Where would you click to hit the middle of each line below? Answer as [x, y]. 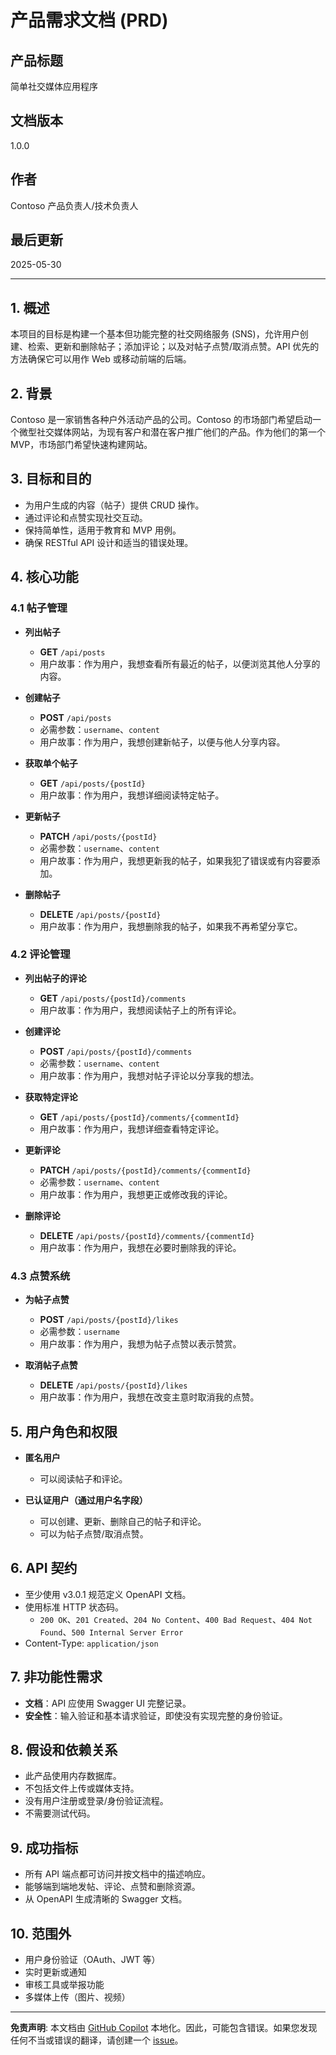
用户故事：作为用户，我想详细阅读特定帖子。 [132, 795]
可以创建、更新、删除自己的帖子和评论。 [123, 1521]
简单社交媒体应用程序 [54, 86]
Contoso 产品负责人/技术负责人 [74, 205]
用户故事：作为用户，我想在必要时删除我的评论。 [140, 1247]
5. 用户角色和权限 [64, 1431]
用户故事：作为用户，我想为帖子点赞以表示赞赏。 [140, 1344]
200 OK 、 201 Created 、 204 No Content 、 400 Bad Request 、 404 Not [176, 1619]
